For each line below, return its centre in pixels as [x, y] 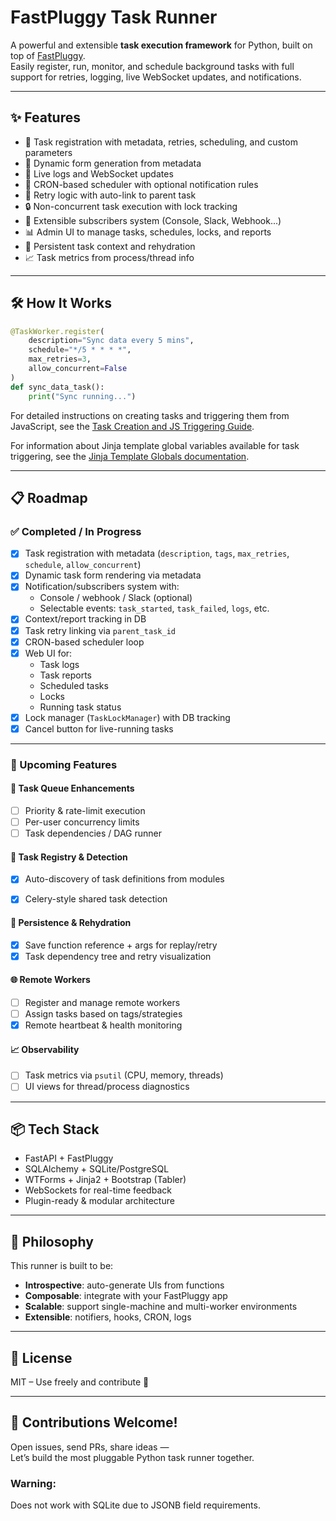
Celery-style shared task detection [96, 899]
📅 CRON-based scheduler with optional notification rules [141, 184]
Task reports [65, 675]
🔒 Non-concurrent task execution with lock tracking [131, 206]
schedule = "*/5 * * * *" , [80, 350]
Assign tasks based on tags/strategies [103, 1014]
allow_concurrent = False [78, 369]
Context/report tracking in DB [85, 619]
